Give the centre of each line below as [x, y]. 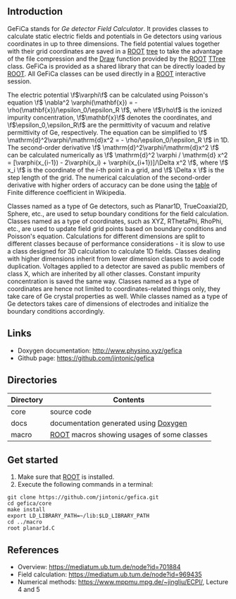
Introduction [35, 12]
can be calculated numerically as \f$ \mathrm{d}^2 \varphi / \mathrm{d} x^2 [118, 155]
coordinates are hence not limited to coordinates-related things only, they [114, 288]
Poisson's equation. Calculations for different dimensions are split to [106, 236]
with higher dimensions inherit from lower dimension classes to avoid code [116, 259]
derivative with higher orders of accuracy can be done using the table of [112, 185]
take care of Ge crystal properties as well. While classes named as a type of [118, 296]
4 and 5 [29, 590]
